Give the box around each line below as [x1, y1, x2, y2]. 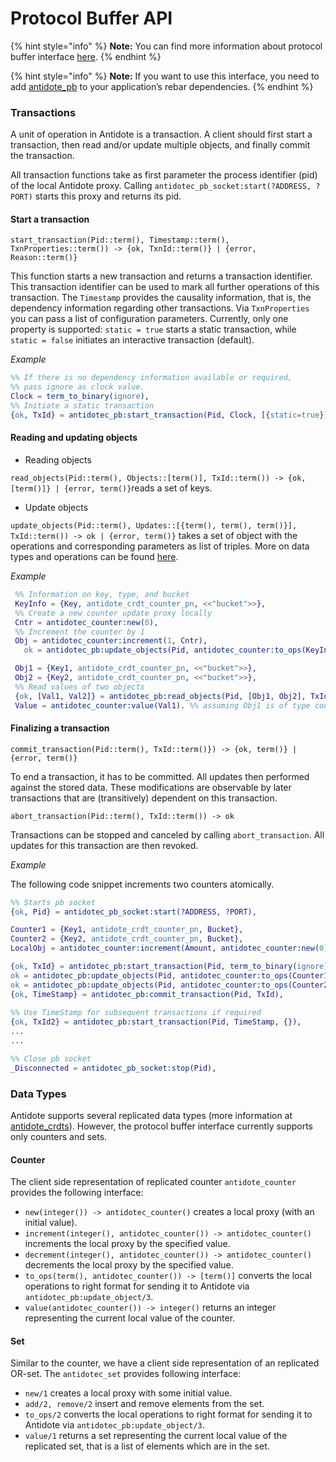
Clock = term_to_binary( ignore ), [10, 392, 150, 402]
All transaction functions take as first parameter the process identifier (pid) [10, 169, 318, 181]
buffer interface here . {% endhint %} [10, 50, 162, 62]
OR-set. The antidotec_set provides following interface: [10, 1368, 242, 1380]
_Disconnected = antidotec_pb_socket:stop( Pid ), [10, 1063, 217, 1073]
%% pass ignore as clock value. [10, 382, 145, 392]
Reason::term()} [10, 253, 78, 263]
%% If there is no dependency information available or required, [10, 373, 293, 383]
